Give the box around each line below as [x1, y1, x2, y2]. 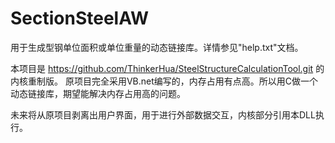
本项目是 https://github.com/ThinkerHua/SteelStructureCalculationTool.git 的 [10, 62, 325, 74]
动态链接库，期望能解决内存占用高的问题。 [10, 87, 186, 99]
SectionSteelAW [10, 7, 150, 30]
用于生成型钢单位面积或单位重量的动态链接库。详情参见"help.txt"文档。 [10, 41, 304, 53]
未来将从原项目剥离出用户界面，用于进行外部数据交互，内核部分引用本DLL [10, 108, 316, 121]
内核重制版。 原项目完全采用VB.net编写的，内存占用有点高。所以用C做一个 [10, 75, 319, 87]
